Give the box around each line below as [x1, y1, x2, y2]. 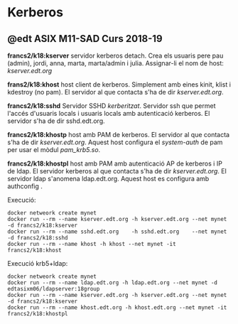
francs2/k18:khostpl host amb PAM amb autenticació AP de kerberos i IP [7, 159, 222, 168]
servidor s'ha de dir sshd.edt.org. [7, 117, 105, 125]
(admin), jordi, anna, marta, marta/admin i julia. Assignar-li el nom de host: [7, 59, 224, 67]
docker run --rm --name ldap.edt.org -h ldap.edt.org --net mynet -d [7, 279, 218, 286]
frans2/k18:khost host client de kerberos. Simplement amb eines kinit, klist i [7, 80, 231, 89]
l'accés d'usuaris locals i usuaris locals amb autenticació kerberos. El [7, 109, 210, 117]
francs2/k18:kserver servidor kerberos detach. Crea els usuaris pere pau [7, 51, 224, 60]
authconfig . [7, 182, 43, 190]
